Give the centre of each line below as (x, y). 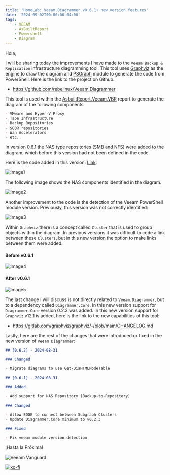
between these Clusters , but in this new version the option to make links (81, 238)
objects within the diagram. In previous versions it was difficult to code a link (85, 233)
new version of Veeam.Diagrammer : (40, 341)
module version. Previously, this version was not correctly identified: (77, 208)
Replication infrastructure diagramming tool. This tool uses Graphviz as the (84, 68)
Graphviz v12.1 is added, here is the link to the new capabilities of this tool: (82, 316)
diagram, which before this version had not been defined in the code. (78, 153)
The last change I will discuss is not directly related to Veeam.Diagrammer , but (85, 299)
